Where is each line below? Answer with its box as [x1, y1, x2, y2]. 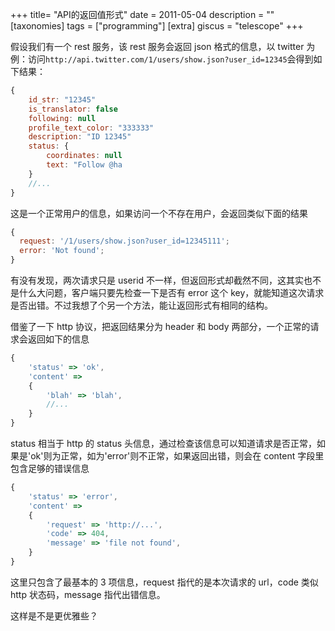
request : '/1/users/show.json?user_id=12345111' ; [19, 236, 230, 247]
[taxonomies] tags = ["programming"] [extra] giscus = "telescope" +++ [10, 20, 304, 32]
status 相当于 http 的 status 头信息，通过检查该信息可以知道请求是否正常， [10, 438, 317, 449]
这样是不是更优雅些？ [10, 609, 98, 622]
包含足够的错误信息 [10, 463, 90, 474]
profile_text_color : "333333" [28, 123, 155, 133]
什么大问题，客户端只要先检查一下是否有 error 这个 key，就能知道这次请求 [18, 287, 325, 298]
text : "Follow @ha [46, 160, 123, 170]
